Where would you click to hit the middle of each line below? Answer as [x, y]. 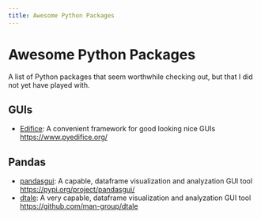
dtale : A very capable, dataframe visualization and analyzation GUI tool [135, 198]
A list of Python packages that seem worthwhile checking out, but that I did [130, 77]
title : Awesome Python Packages [61, 15]
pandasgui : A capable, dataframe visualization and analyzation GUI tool [136, 181]
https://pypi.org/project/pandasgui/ [77, 190]
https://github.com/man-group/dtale [79, 206]
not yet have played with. [49, 85]
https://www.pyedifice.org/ [64, 137]
